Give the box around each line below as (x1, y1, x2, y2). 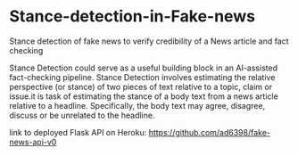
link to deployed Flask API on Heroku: (9, 127, 147, 137)
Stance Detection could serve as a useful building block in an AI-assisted (9, 62, 278, 73)
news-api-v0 (9, 136, 57, 147)
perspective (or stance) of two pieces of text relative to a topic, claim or (9, 81, 273, 92)
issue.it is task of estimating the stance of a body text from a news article (9, 91, 278, 102)
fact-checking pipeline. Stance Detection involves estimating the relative (9, 71, 276, 82)
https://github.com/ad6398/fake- (148, 127, 270, 137)
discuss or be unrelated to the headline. (9, 110, 155, 120)
